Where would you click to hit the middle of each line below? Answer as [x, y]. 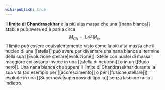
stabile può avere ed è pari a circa [40, 29]
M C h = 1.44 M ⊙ [85, 38]
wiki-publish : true [26, 10]
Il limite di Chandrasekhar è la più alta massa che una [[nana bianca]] [78, 24]
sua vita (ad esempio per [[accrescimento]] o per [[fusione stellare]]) [76, 72]
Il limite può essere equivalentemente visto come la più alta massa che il [80, 46]
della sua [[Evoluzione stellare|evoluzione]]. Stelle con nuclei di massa [78, 57]
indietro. [14, 83]
